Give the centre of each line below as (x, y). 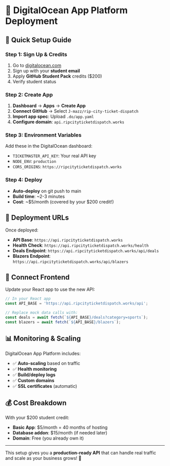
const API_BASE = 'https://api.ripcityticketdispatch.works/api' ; (77, 304)
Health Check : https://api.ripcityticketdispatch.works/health (81, 245)
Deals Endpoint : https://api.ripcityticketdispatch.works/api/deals (86, 250)
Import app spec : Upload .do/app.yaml (53, 117)
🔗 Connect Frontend (37, 277)
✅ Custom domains (33, 380)
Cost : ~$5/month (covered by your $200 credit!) (63, 202)
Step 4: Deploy (24, 180)
